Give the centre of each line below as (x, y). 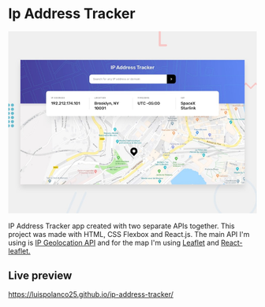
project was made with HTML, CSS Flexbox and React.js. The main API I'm (129, 234)
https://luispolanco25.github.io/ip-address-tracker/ (91, 294)
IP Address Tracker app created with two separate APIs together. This (121, 226)
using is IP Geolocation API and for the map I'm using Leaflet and (114, 242)
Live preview (40, 275)
